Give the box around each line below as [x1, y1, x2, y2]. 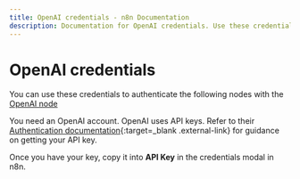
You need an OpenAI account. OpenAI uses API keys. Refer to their [9, 116, 255, 126]
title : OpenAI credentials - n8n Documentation [9, 12, 190, 22]
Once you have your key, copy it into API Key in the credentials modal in [9, 152, 274, 163]
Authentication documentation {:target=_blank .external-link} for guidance [9, 126, 279, 136]
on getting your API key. [9, 134, 98, 145]
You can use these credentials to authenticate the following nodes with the [9, 89, 284, 100]
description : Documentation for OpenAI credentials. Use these [9, 21, 250, 30]
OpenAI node [9, 99, 58, 110]
